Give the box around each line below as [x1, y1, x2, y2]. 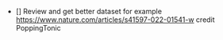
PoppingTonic [15, 24, 61, 32]
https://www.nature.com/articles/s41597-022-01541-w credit [15, 15, 216, 24]
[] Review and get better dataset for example [15, 7, 163, 16]
